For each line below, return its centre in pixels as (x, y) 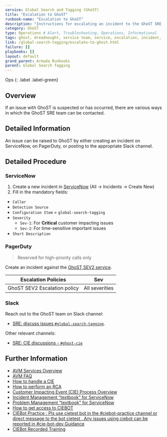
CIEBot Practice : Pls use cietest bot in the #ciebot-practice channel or (85, 413)
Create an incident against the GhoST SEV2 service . (59, 267)
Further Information (36, 359)
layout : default (22, 56)
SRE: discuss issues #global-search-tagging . (59, 323)
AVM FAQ (22, 376)
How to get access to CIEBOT (43, 407)
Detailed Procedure (36, 162)
